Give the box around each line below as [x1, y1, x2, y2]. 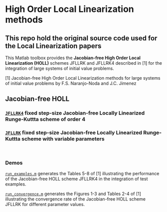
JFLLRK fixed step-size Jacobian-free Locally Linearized [5, 129, 143, 136]
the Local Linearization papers [5, 41, 102, 50]
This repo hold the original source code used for [5, 34, 158, 42]
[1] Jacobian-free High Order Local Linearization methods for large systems [5, 75, 161, 81]
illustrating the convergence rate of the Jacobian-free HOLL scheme [5, 196, 146, 202]
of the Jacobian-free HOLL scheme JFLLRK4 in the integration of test [5, 176, 148, 182]
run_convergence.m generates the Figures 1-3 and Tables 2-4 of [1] [5, 191, 141, 197]
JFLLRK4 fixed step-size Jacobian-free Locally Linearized [5, 109, 145, 116]
